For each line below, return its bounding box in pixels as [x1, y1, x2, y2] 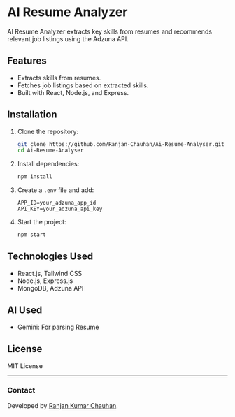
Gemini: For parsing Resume [17, 323, 99, 331]
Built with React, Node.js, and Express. [17, 88, 129, 96]
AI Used [7, 305, 43, 316]
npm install [17, 173, 52, 180]
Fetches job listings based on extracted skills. [17, 81, 149, 89]
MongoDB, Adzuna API [17, 284, 84, 292]
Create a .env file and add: [17, 186, 94, 194]
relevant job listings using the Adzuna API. [7, 34, 129, 43]
